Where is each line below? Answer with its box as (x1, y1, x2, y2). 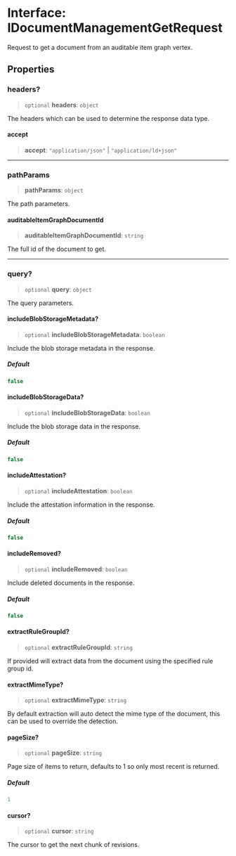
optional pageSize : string (24, 748, 103, 757)
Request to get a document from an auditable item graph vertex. (7, 43, 193, 51)
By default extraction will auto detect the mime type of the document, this (7, 710, 221, 718)
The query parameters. (7, 299, 74, 307)
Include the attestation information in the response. (7, 500, 155, 509)
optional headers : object (24, 100, 99, 109)
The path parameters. (7, 200, 70, 208)
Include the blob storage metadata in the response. (7, 344, 156, 352)
